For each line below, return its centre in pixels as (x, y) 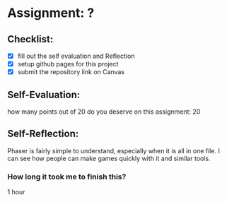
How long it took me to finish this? (67, 177)
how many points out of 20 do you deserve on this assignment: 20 (104, 112)
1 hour (16, 192)
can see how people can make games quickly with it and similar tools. (109, 158)
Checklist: (30, 39)
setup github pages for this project (68, 64)
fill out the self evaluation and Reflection (76, 56)
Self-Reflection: (43, 134)
